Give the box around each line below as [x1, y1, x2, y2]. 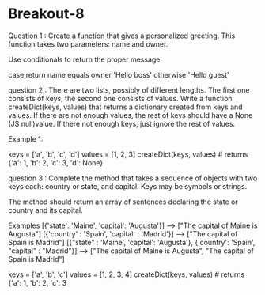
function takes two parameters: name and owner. [8, 39, 168, 48]
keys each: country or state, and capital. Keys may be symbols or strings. [8, 181, 248, 191]
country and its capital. [8, 205, 83, 214]
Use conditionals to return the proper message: [8, 55, 163, 64]
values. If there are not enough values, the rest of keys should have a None [8, 110, 253, 119]
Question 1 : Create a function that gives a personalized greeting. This [8, 31, 236, 40]
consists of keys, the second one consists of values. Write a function [8, 93, 233, 103]
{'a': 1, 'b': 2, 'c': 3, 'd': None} [8, 157, 104, 167]
